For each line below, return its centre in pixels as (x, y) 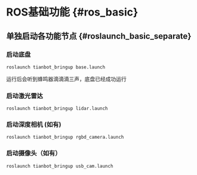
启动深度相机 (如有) (34, 124)
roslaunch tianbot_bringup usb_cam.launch (60, 166)
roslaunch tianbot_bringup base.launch (56, 67)
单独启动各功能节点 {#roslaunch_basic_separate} (99, 36)
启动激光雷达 (25, 96)
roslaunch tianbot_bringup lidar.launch (57, 109)
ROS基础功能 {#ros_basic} (72, 12)
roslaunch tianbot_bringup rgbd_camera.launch (65, 137)
